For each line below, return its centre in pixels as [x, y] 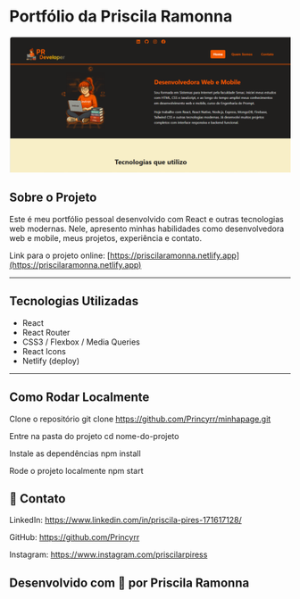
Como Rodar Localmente [79, 398]
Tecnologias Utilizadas [74, 301]
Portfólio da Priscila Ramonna [121, 17]
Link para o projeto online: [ [60, 255]
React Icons [44, 351]
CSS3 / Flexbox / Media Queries [81, 342]
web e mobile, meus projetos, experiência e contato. [106, 237]
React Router [46, 332]
